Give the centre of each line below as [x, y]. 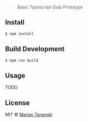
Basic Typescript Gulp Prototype [50, 7]
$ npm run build [22, 60]
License [17, 103]
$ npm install [20, 34]
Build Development [35, 49]
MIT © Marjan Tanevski [29, 114]
